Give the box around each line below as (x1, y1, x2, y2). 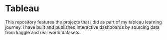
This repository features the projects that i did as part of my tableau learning (5, 19, 162, 25)
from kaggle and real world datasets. (5, 29, 81, 35)
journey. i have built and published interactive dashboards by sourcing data (5, 24, 160, 30)
